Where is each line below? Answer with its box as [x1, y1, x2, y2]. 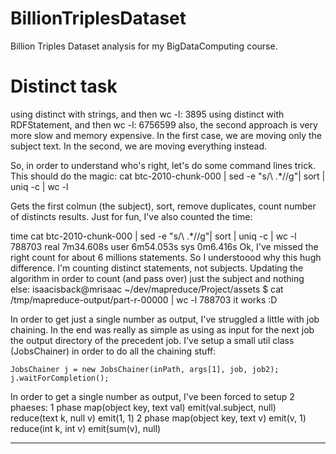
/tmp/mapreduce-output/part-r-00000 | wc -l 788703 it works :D [10, 293, 278, 306]
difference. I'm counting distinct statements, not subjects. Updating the [10, 262, 304, 274]
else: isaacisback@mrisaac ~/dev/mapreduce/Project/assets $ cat [10, 283, 284, 295]
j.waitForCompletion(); [10, 373, 110, 383]
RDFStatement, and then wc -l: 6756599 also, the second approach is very [10, 118, 318, 131]
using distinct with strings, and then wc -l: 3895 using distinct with [10, 108, 285, 120]
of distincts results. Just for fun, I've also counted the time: [10, 210, 253, 222]
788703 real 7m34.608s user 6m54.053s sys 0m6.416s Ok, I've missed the [10, 240, 319, 252]
